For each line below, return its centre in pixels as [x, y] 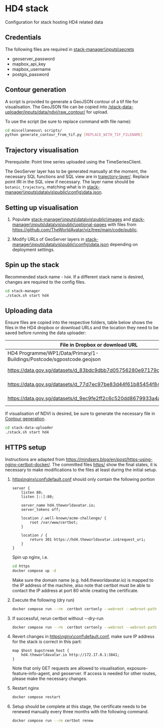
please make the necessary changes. [50, 679]
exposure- [137, 668]
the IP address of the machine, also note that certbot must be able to [81, 585]
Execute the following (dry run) [43, 600]
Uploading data [29, 310]
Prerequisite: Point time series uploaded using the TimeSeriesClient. [73, 162]
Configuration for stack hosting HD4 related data [54, 22]
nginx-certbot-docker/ [28, 464]
